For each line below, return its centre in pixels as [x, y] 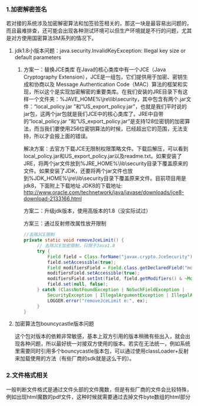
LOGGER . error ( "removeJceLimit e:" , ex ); [98, 301]
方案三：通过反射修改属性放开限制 [65, 224]
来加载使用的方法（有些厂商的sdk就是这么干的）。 [75, 359]
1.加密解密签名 [27, 9]
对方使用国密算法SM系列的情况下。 [54, 38]
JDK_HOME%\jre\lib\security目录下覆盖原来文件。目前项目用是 [110, 178]
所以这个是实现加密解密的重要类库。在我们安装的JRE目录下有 [108, 92]
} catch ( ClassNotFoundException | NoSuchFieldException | [111, 290]
